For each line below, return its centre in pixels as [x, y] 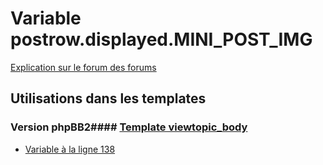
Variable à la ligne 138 [70, 149]
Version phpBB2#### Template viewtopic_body [129, 127]
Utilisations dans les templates [108, 98]
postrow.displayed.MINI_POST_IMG [161, 39]
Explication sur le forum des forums [83, 67]
